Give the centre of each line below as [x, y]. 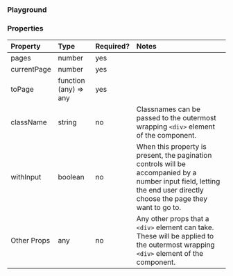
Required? [113, 47]
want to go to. [159, 208]
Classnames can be [169, 109]
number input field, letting [178, 181]
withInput [26, 177]
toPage [23, 90]
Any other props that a [173, 219]
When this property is [171, 147]
